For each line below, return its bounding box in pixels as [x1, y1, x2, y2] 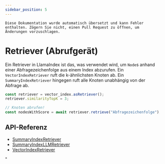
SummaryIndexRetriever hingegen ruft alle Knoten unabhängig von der [5, 77, 146, 83]
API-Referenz [5, 123, 48, 132]
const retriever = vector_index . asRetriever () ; [5, 92, 105, 97]
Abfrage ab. [5, 82, 29, 88]
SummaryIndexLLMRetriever [12, 141, 70, 147]
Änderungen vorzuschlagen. [5, 29, 60, 34]
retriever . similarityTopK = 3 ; [5, 96, 69, 101]
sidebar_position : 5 [5, 7, 48, 12]
